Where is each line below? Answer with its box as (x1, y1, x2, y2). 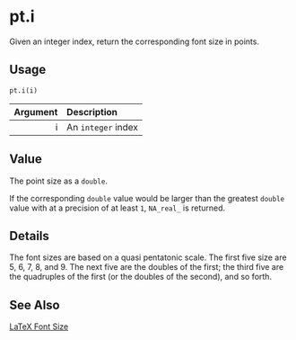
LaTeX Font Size (9, 321, 69, 332)
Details (9, 228, 49, 244)
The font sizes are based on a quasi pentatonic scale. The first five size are (9, 252, 287, 263)
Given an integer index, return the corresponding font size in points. (9, 36, 260, 47)
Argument (13, 105, 58, 118)
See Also (9, 297, 60, 312)
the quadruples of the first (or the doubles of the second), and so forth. (9, 272, 272, 282)
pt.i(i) (9, 85, 39, 95)
